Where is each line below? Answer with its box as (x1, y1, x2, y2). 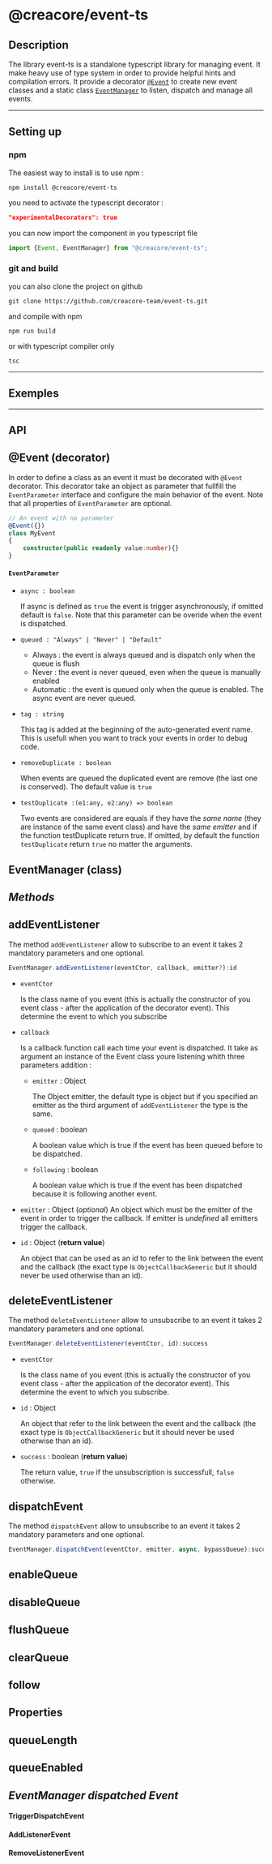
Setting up (8, 125, 62, 139)
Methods (8, 890, 55, 904)
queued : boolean (32, 1124, 87, 1134)
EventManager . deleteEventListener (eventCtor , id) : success (8, 1340, 208, 1348)
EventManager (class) (8, 862, 123, 877)
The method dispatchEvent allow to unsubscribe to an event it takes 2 (8, 1521, 241, 1531)
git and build (8, 263, 59, 274)
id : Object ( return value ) (19, 1237, 105, 1247)
